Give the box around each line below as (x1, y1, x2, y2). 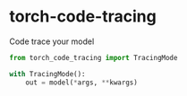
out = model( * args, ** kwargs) (25, 78, 139, 87)
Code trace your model (9, 36, 95, 47)
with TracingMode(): (9, 69, 87, 78)
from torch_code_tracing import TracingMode (9, 53, 178, 62)
